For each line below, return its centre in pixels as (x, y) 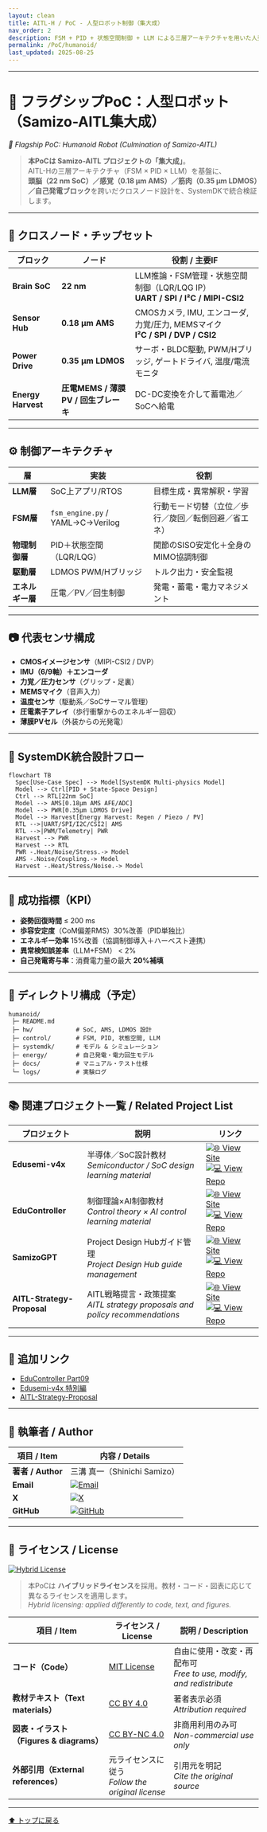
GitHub (26, 1511)
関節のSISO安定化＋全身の (202, 545)
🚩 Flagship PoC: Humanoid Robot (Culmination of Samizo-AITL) (113, 144)
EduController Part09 (54, 1379)
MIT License (132, 1667)
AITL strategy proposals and (140, 1305)
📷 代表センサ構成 (52, 638)
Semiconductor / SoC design (141, 1165)
